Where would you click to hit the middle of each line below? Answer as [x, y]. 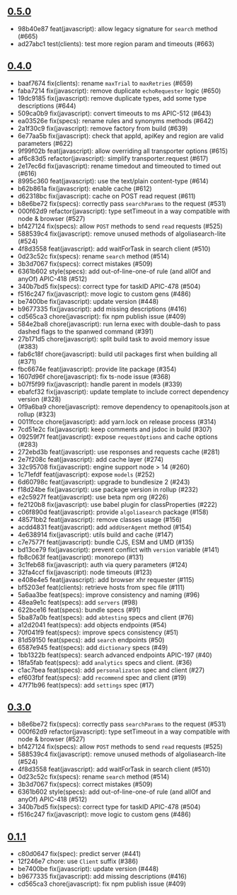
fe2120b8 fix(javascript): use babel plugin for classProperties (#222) [117, 504]
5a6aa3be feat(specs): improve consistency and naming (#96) [109, 595]
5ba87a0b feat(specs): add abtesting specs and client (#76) [106, 617]
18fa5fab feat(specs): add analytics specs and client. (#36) [105, 662]
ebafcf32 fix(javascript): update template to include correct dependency [123, 392]
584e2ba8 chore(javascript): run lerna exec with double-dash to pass [119, 324]
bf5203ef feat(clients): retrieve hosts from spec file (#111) [101, 587]
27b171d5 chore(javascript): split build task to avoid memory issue [114, 338]
